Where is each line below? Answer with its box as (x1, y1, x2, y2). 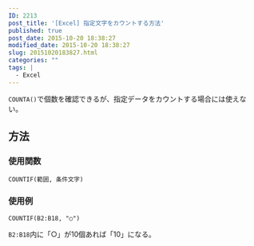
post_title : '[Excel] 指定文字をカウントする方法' (8, 19, 165, 27)
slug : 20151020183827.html (8, 49, 98, 57)
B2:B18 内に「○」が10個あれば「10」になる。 (8, 229, 156, 239)
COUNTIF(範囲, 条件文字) (8, 176, 84, 184)
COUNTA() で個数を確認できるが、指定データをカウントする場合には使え (8, 93, 240, 104)
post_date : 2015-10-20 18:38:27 (8, 34, 116, 42)
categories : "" (8, 57, 59, 65)
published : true (8, 26, 62, 34)
